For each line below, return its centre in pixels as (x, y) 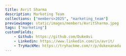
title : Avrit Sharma (26, 9)
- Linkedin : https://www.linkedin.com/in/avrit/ (64, 41)
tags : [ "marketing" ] (26, 28)
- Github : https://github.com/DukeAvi (53, 37)
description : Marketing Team (35, 14)
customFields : (20, 32)
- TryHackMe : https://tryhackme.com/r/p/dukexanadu (67, 46)
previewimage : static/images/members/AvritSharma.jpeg (62, 23)
